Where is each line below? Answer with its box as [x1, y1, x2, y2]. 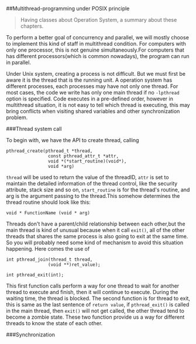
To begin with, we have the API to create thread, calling [6, 137, 139, 143]
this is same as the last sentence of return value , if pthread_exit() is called [6, 301, 190, 308]
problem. [6, 114, 28, 121]
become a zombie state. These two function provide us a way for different [6, 313, 185, 321]
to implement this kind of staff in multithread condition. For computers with [6, 41, 186, 47]
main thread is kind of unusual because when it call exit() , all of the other [6, 227, 185, 234]
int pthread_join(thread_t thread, [6, 257, 93, 262]
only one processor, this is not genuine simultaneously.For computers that [6, 46, 184, 53]
